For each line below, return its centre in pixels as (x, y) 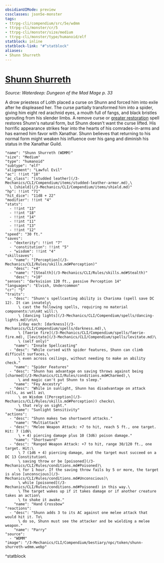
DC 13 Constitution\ (26, 457)
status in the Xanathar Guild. (34, 144)
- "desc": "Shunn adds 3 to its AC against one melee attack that (79, 513)
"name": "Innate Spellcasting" (46, 346)
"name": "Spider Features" (41, 367)
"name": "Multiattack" (37, 423)
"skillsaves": (20, 256)
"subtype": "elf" (23, 166)
